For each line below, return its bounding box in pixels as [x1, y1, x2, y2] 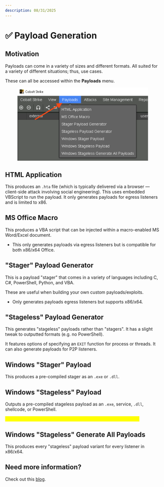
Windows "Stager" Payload [5, 360, 92, 369]
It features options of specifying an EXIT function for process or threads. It [5, 341, 156, 347]
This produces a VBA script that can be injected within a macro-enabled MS [5, 226, 159, 232]
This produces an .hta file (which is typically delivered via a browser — [5, 183, 150, 190]
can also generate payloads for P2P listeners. [5, 346, 98, 352]
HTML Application [5, 171, 62, 179]
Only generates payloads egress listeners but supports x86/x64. [12, 299, 143, 305]
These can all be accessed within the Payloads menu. [5, 78, 115, 84]
